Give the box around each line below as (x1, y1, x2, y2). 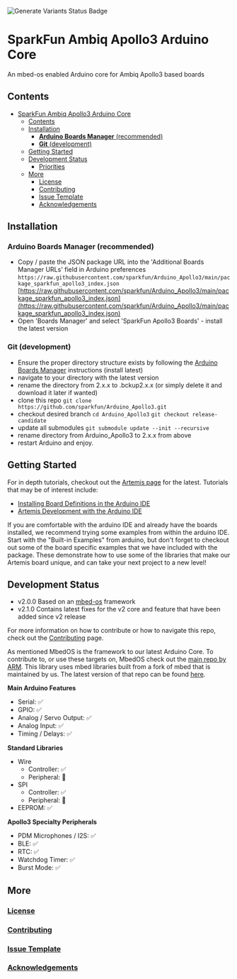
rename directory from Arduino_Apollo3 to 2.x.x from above (17, 431, 192, 439)
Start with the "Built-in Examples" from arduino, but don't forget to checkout (7, 536, 229, 544)
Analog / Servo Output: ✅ (17, 714, 92, 722)
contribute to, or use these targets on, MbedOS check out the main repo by (7, 655, 226, 663)
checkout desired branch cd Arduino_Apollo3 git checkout (17, 409, 190, 418)
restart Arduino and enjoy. (17, 438, 94, 447)
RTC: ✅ (17, 848, 40, 856)
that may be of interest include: (7, 485, 98, 494)
